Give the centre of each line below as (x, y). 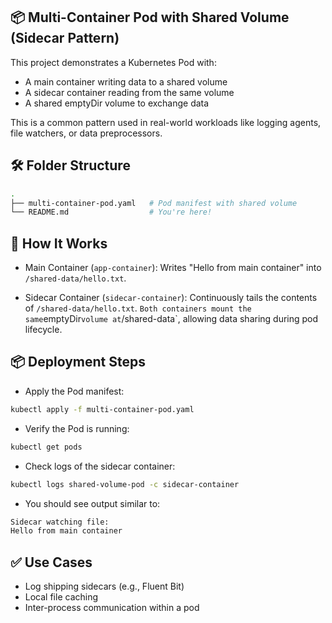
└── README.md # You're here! (111, 212)
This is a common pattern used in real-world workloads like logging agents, (166, 122)
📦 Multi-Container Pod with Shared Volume (150, 17)
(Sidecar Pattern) (65, 38)
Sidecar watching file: (60, 522)
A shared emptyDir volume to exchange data (117, 103)
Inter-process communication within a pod (112, 608)
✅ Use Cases (51, 562)
